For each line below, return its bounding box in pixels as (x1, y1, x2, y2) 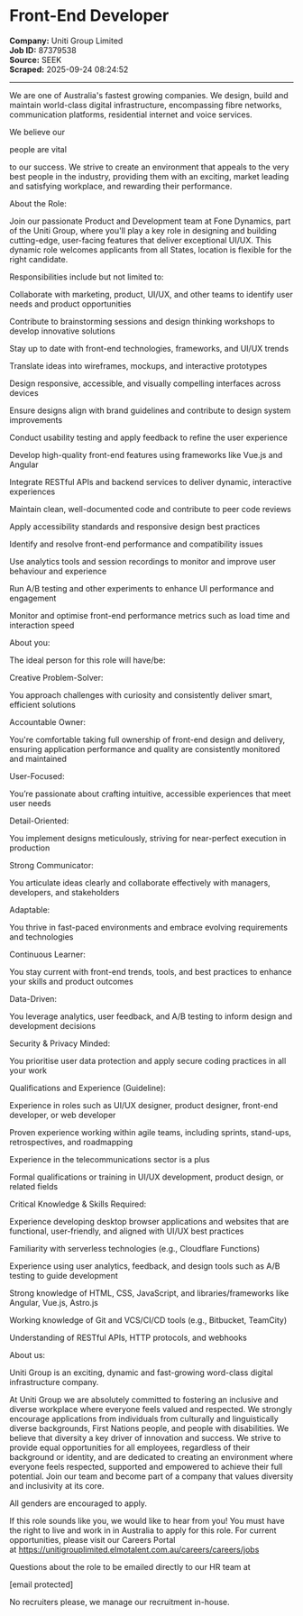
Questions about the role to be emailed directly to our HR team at (9, 1561, 251, 1572)
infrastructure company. (9, 1376, 99, 1387)
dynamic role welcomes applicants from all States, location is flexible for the (9, 244, 292, 255)
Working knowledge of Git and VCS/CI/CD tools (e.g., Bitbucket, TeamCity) (9, 1314, 288, 1326)
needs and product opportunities (9, 298, 132, 309)
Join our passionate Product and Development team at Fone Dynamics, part (9, 216, 291, 226)
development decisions (9, 1020, 96, 1031)
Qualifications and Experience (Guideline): (9, 1082, 167, 1093)
